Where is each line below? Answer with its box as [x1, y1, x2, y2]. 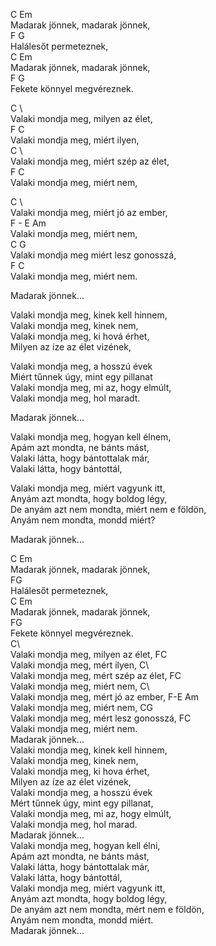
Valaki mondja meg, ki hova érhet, [10, 765, 150, 777]
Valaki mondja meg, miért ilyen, [10, 134, 140, 146]
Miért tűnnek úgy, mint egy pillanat [10, 371, 153, 383]
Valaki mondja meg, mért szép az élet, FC [10, 670, 182, 681]
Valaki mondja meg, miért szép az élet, [10, 155, 170, 167]
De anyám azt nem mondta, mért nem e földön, [10, 904, 205, 915]
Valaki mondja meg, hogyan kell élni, [10, 840, 161, 851]
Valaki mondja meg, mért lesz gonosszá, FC [10, 712, 192, 724]
